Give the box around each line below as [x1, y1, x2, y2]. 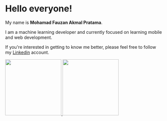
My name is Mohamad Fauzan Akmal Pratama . [5, 19, 103, 25]
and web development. [5, 34, 52, 40]
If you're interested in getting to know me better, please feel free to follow [5, 44, 156, 50]
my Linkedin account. [5, 49, 49, 55]
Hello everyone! [5, 3, 72, 14]
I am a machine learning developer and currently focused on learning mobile [5, 29, 162, 35]
